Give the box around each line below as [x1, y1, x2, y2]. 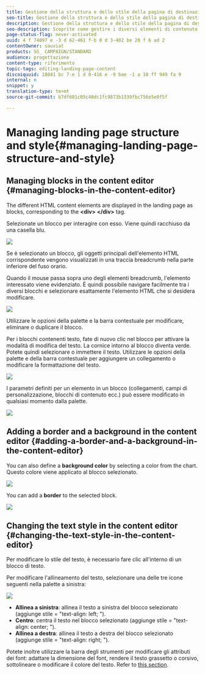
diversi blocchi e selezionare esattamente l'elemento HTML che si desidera [6, 287, 195, 295]
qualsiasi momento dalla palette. [6, 397, 87, 404]
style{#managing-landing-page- [28, 138, 198, 152]
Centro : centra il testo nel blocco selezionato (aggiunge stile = [15, 617, 173, 624]
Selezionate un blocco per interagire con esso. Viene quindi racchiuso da [6, 220, 190, 227]
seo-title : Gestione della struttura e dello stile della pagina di [6, 15, 184, 21]
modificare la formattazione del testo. [6, 361, 101, 368]
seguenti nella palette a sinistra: [6, 581, 87, 588]
